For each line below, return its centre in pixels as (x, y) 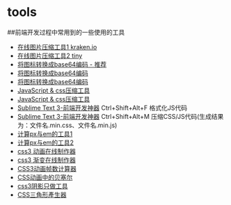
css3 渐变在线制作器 (47, 160)
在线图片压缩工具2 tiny (50, 56)
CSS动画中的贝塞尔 (45, 177)
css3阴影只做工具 (42, 186)
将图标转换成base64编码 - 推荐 (62, 64)
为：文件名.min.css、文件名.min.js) (67, 125)
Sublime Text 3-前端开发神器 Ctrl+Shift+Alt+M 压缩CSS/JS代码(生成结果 (120, 116)
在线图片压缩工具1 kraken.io (57, 47)
